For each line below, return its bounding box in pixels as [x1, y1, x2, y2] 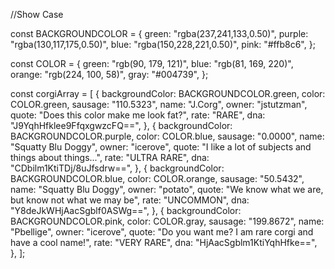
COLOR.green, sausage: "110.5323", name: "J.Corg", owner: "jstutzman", [10, 99, 308, 110]
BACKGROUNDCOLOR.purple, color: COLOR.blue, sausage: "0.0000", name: [10, 130, 325, 142]
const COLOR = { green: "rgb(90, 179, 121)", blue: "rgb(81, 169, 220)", [10, 58, 294, 69]
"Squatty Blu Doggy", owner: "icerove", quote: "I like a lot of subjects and [10, 141, 312, 153]
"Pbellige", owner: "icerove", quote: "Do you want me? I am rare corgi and [10, 226, 314, 238]
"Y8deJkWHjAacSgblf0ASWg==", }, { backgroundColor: [10, 205, 242, 216]
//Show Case [10, 9, 64, 20]
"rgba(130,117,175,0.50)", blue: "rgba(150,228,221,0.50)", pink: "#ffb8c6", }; [10, 39, 316, 50]
